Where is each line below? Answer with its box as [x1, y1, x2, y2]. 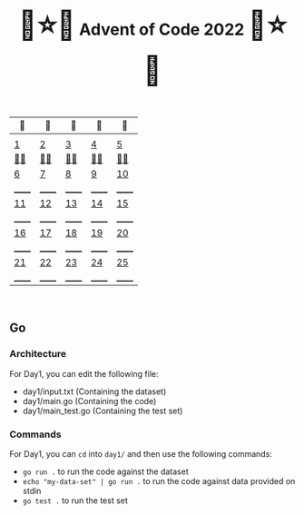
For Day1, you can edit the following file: [9, 368, 159, 379]
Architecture [9, 348, 67, 361]
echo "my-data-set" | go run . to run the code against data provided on [22, 475, 296, 486]
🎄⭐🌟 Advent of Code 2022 [17, 7, 245, 43]
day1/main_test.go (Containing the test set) [22, 405, 183, 416]
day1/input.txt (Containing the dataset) [22, 386, 167, 397]
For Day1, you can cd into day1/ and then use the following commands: [9, 448, 272, 459]
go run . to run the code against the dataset [22, 466, 189, 477]
